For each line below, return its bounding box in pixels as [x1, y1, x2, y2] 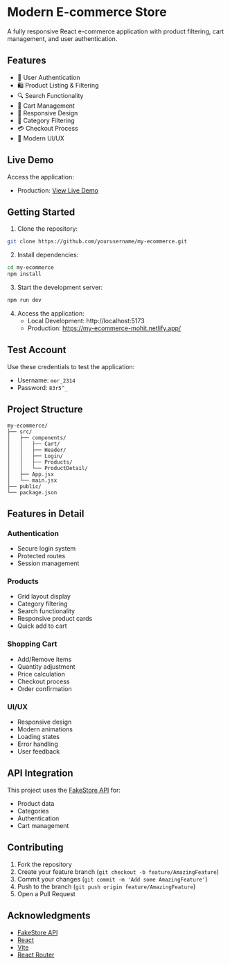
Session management [17, 559, 80, 567]
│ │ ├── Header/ [7, 446, 67, 453]
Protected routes [17, 552, 66, 560]
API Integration [7, 768, 74, 779]
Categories [17, 806, 49, 815]
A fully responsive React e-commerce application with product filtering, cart [7, 27, 224, 35]
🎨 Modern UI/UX [17, 133, 64, 143]
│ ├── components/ [7, 434, 67, 441]
